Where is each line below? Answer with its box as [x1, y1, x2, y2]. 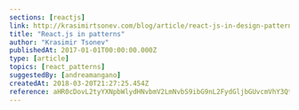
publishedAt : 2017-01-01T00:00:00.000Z [9, 46, 158, 55]
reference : [9, 87, 50, 96]
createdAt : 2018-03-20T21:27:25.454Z [9, 79, 149, 88]
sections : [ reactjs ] [9, 12, 86, 22]
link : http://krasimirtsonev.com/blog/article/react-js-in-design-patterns [9, 21, 296, 30]
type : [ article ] [9, 54, 69, 63]
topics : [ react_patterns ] [9, 63, 105, 72]
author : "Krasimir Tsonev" [9, 37, 109, 47]
